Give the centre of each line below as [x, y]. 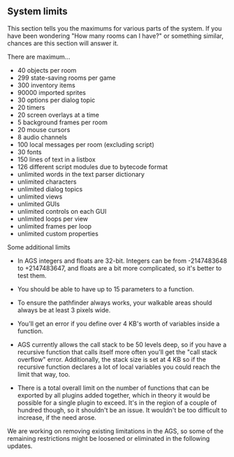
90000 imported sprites [51, 92]
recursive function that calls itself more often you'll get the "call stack [117, 351]
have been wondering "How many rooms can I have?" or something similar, [115, 36]
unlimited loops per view [53, 219]
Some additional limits [39, 247]
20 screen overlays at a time [58, 115]
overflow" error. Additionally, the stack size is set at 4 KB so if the [111, 359]
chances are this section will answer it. [63, 43]
